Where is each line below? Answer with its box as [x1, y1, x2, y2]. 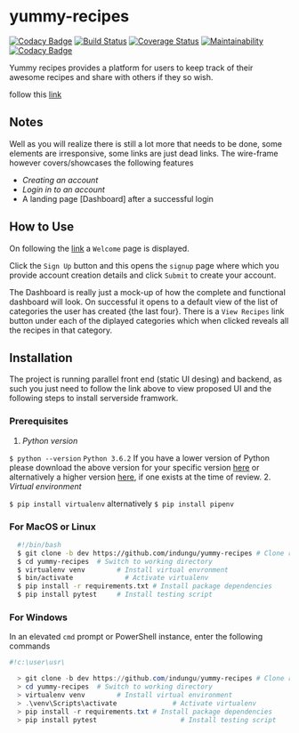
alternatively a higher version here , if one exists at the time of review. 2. [9, 471, 271, 482]
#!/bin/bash [17, 540, 62, 549]
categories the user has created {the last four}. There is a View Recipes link [9, 305, 285, 317]
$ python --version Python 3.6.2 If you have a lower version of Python [9, 452, 270, 463]
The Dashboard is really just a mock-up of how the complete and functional [9, 286, 287, 297]
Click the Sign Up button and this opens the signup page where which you [9, 260, 279, 270]
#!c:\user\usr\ [9, 658, 66, 667]
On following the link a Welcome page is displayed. [9, 243, 190, 254]
